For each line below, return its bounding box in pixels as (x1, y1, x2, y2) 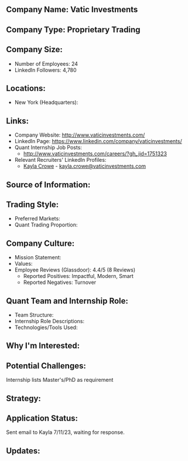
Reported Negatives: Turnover (23, 279, 97, 286)
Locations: (6, 83, 46, 93)
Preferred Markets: (14, 215, 60, 222)
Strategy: (6, 393, 41, 404)
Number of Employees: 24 (14, 60, 78, 67)
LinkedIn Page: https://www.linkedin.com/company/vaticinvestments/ (14, 138, 183, 145)
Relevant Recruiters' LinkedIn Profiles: (14, 157, 107, 164)
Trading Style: (6, 199, 59, 209)
